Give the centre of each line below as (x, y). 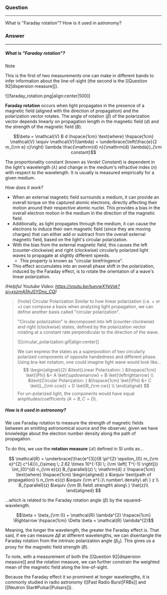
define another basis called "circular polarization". (69, 312)
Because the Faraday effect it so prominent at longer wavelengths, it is (78, 577)
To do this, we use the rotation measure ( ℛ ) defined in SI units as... (75, 448)
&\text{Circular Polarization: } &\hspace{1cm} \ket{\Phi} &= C (90, 380)
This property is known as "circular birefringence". (71, 260)
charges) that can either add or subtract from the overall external (79, 234)
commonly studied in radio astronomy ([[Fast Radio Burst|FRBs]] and (76, 582)
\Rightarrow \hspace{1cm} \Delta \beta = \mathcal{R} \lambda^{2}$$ (83, 520)
